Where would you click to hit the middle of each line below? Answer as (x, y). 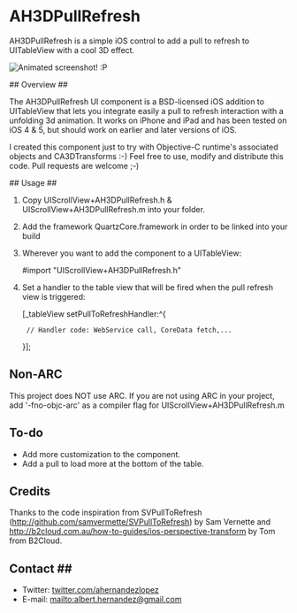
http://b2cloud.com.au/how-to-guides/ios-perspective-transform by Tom (142, 532)
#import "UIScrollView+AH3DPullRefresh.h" (102, 270)
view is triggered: (53, 296)
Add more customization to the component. (101, 454)
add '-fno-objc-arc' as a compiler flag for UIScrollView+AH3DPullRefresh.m (147, 405)
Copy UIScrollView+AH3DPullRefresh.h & (97, 200)
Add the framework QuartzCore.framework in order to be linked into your (155, 226)
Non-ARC (36, 375)
